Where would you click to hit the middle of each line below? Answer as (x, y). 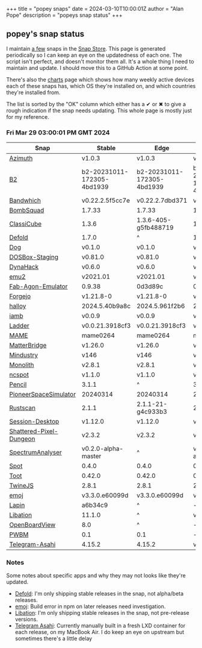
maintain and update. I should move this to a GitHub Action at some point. (97, 68)
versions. (26, 619)
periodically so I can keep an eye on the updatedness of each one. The (94, 55)
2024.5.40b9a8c (106, 306)
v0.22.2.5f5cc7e (106, 200)
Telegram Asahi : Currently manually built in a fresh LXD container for (100, 626)
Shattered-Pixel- (34, 431)
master (91, 456)
